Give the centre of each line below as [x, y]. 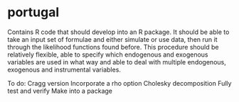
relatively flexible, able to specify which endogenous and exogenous [108, 55]
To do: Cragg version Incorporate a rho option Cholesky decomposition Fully [119, 83]
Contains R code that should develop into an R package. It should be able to [118, 32]
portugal [33, 12]
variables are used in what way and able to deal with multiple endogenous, [117, 62]
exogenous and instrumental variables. [64, 69]
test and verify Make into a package [60, 91]
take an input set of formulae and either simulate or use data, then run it [112, 39]
